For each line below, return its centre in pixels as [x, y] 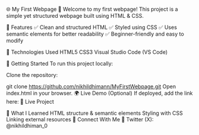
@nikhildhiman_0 [27, 126]
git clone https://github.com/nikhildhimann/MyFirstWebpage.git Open [91, 86]
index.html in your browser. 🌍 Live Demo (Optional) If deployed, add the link [99, 93]
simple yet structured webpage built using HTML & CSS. [75, 16]
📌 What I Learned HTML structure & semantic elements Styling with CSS [94, 113]
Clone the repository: [32, 75]
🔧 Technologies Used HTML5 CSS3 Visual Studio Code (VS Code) [87, 52]
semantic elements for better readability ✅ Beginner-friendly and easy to [95, 34]
